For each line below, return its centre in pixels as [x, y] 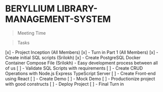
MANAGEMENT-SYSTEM [58, 19]
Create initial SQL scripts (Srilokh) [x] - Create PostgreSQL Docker [73, 57]
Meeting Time [32, 33]
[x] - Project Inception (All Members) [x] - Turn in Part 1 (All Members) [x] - [82, 52]
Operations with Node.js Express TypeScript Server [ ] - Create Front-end [81, 73]
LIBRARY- [77, 9]
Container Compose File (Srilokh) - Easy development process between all [81, 63]
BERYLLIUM [30, 9]
